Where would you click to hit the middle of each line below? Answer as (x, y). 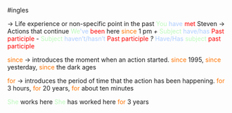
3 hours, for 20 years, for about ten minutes (71, 88)
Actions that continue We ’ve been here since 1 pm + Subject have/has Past (116, 31)
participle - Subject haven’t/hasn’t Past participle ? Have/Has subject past (114, 39)
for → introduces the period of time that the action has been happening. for (116, 81)
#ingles (18, 10)
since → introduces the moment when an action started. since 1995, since (114, 60)
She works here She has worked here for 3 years (78, 102)
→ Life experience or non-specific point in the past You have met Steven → (116, 24)
